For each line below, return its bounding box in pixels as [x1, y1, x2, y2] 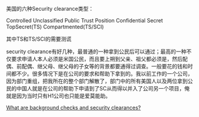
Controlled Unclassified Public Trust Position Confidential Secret [6, 17, 163, 24]
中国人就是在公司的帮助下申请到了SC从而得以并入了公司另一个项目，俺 [16, 85, 190, 92]
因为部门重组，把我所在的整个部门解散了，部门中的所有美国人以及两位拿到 [6, 77, 188, 84]
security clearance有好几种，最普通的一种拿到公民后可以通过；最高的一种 [6, 48, 187, 55]
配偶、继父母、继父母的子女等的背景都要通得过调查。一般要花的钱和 [21, 63, 188, 70]
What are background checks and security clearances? [6, 104, 141, 111]
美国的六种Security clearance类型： [6, 5, 94, 12]
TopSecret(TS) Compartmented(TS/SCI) [6, 23, 104, 30]
